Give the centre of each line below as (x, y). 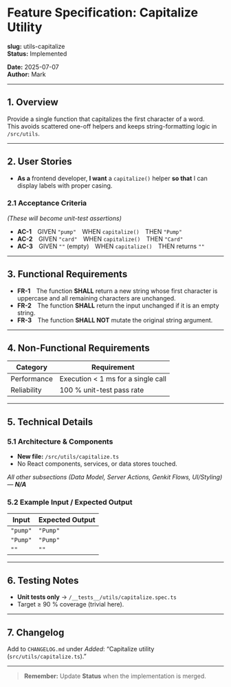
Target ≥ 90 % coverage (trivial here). (70, 604)
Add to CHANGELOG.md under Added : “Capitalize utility (81, 649)
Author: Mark (26, 74)
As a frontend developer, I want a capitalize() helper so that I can (112, 178)
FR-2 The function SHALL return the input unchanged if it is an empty (118, 305)
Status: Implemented (37, 54)
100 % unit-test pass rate (102, 390)
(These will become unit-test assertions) (64, 218)
